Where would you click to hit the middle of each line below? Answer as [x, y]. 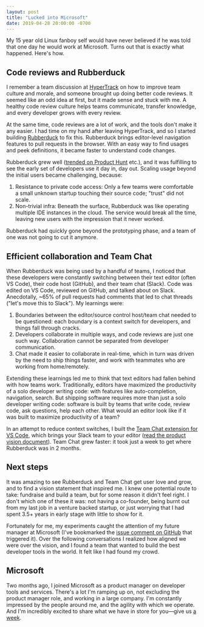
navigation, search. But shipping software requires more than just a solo [96, 398]
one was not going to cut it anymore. [52, 237]
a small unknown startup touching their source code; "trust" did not [99, 193]
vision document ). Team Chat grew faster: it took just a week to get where [99, 442]
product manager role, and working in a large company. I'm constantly [94, 598]
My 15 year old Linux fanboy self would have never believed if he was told [99, 41]
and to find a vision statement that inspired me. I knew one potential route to [102, 488]
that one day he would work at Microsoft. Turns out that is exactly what [95, 47]
